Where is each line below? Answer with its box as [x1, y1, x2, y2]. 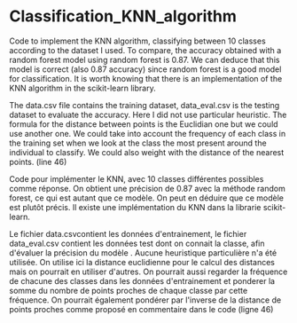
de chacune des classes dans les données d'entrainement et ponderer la [9, 275, 276, 286]
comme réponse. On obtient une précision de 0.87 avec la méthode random [9, 183, 285, 193]
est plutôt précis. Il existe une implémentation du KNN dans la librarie [9, 201, 262, 212]
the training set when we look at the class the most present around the [9, 138, 268, 148]
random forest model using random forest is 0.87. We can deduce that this [9, 54, 280, 65]
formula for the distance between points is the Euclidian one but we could [9, 118, 278, 130]
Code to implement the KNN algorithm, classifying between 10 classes [9, 35, 266, 46]
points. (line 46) [9, 156, 67, 167]
